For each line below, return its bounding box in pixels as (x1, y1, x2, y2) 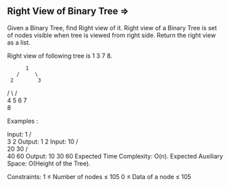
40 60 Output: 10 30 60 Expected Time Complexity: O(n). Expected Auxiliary (7, 152, 223, 160)
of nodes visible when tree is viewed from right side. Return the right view (7, 31, 216, 39)
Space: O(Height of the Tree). (7, 159, 91, 167)
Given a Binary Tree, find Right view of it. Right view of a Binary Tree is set (7, 23, 218, 32)
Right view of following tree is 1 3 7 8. (7, 51, 113, 60)
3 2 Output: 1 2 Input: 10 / (7, 137, 79, 146)
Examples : (7, 117, 38, 125)
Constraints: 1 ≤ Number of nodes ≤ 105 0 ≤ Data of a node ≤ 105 (7, 172, 192, 181)
